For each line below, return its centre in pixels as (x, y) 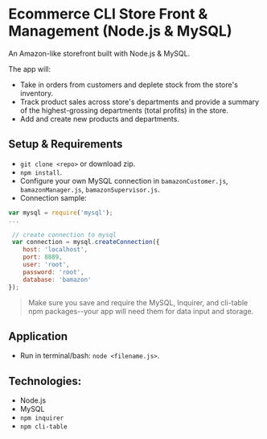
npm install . (41, 172)
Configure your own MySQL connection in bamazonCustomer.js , (124, 180)
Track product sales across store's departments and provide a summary (140, 101)
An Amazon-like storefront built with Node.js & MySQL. (99, 53)
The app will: (30, 68)
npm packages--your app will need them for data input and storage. (141, 311)
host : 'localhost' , (55, 250)
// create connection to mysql (64, 234)
